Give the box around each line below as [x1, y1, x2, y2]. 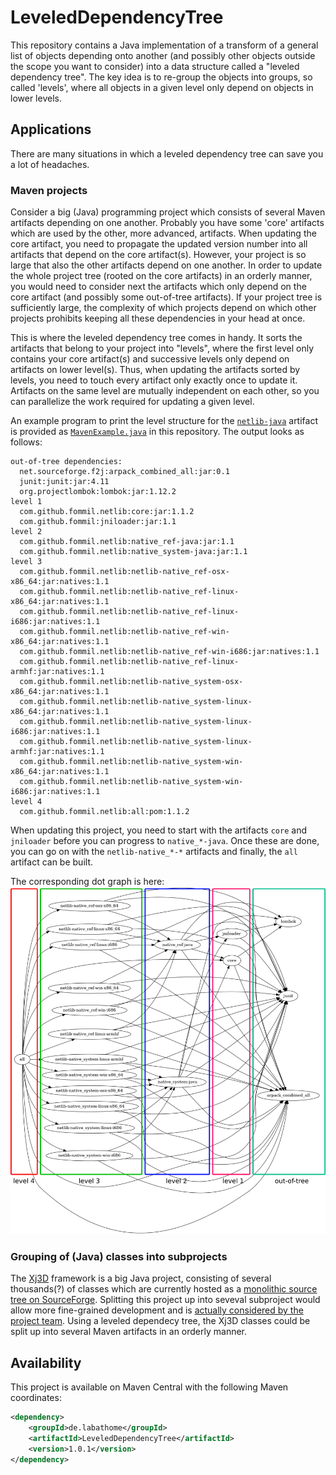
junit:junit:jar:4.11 [19, 477, 110, 487]
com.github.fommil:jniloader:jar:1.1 [19, 517, 177, 527]
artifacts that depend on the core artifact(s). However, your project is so [10, 249, 307, 261]
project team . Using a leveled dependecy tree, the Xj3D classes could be [10, 1315, 311, 1327]
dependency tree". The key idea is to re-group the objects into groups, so [10, 71, 313, 83]
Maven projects [10, 183, 88, 197]
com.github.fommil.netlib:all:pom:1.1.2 [19, 807, 190, 817]
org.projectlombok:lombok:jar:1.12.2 [19, 487, 177, 497]
